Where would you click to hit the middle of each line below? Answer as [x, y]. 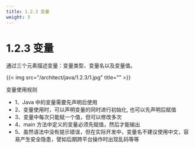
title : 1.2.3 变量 [28, 12]
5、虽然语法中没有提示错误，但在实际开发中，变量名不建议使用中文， [99, 132]
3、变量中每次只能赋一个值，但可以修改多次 [68, 117]
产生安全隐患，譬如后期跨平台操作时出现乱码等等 [79, 139]
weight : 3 [18, 17]
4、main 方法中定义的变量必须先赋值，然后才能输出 [77, 124]
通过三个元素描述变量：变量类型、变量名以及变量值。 [71, 66]
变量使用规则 [22, 90]
